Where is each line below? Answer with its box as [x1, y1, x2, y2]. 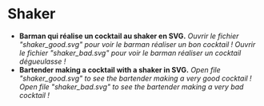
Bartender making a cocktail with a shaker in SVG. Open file [18, 65, 221, 74]
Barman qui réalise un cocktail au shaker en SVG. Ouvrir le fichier [18, 31, 239, 41]
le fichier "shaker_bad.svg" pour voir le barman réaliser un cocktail [18, 48, 242, 57]
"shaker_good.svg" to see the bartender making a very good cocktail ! [18, 73, 253, 83]
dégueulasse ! [18, 57, 66, 66]
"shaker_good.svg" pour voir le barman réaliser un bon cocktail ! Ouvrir [18, 39, 256, 49]
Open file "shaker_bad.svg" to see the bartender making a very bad [18, 81, 244, 92]
